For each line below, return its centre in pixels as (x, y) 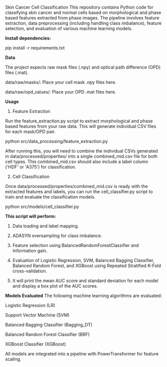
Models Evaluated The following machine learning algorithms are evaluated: (83, 295)
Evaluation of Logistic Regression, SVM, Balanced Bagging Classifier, (83, 260)
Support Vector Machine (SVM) (37, 315)
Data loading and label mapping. (46, 226)
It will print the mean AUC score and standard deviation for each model (85, 280)
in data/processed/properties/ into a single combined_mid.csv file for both (82, 156)
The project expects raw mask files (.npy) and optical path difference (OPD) (83, 67)
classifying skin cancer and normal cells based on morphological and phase (83, 12)
